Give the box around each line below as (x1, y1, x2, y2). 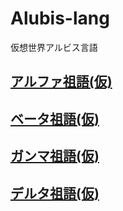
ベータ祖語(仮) (10, 110, 100, 127)
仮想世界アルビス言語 (10, 41, 98, 53)
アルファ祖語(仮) (10, 73, 113, 91)
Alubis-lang (10, 7, 110, 30)
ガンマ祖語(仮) (10, 148, 100, 165)
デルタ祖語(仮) (10, 185, 100, 202)
